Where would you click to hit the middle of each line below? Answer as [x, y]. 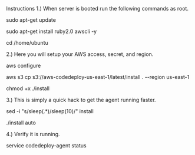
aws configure [24, 65]
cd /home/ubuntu [27, 43]
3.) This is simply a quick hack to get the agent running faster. [81, 100]
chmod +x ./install [28, 88]
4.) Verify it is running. [33, 134]
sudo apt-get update [31, 20]
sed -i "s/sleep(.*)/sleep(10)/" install [50, 111]
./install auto [21, 123]
